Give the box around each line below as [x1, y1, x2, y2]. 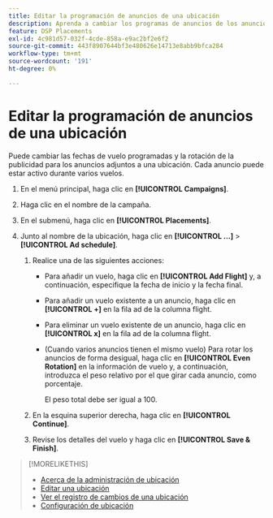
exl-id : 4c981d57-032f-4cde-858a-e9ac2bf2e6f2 [8, 34, 169, 43]
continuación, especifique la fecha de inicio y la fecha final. [44, 279, 244, 289]
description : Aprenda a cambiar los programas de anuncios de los [8, 19, 238, 28]
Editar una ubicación [40, 483, 110, 493]
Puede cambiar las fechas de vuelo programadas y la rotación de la [8, 151, 234, 161]
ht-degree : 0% [8, 65, 57, 73]
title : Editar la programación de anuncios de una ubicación [8, 11, 220, 20]
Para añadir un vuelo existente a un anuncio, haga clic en [44, 296, 236, 305]
